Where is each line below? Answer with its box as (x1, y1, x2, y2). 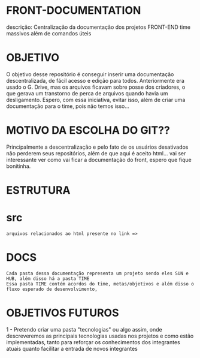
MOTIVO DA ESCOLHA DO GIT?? (6, 124, 171, 137)
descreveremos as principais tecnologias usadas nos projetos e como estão (6, 332, 194, 339)
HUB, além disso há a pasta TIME (6, 275, 90, 282)
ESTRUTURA (6, 183, 71, 197)
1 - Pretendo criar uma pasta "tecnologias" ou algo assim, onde (6, 326, 163, 333)
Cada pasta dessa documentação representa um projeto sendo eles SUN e (6, 270, 189, 276)
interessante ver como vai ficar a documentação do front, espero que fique (6, 156, 192, 163)
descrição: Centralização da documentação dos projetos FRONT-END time (6, 23, 190, 31)
